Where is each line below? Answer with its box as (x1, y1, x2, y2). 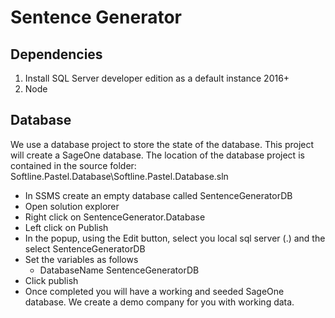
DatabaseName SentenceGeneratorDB (39, 264, 200, 276)
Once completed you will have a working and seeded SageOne (24, 285, 285, 297)
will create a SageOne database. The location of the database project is (10, 149, 305, 161)
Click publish (24, 274, 79, 286)
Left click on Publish (24, 221, 109, 233)
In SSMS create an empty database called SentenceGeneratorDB (24, 189, 293, 201)
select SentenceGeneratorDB (24, 242, 146, 255)
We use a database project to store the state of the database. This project (10, 138, 315, 150)
